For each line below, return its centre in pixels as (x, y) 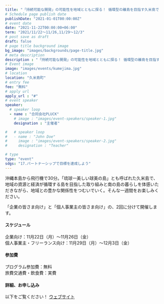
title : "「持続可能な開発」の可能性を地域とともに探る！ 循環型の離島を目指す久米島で (82, 10)
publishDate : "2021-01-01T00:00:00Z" (43, 19)
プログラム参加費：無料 (29, 267)
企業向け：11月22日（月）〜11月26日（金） (48, 237)
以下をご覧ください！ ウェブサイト (40, 297)
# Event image (20, 64)
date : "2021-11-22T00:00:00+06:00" (41, 28)
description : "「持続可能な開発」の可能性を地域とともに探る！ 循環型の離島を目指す (82, 60)
